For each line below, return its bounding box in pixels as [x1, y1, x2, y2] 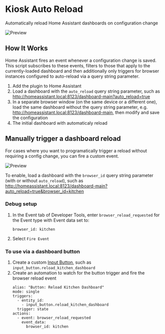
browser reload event [12, 275, 56, 281]
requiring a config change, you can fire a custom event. [5, 153, 119, 159]
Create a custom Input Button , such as [12, 259, 91, 265]
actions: [12, 311, 31, 316]
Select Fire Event [12, 235, 49, 241]
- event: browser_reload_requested [17, 316, 91, 321]
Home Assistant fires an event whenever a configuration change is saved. [5, 57, 157, 63]
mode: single [12, 289, 40, 295]
